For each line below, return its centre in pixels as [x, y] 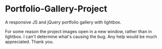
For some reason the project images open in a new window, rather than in [78, 31]
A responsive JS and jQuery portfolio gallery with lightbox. [63, 22]
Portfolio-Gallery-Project [56, 9]
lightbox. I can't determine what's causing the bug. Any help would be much [81, 37]
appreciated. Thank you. [29, 41]
